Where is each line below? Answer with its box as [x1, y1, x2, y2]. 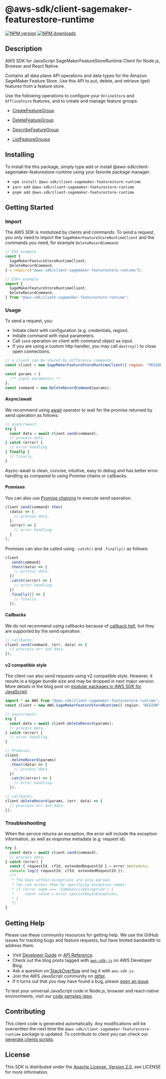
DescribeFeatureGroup [12, 126, 59, 132]
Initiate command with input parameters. [12, 332, 95, 339]
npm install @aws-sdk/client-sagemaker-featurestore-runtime [12, 179, 141, 184]
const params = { [5, 372, 41, 376]
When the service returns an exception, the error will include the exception [5, 830, 157, 836]
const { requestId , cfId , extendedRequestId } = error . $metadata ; [9, 864, 149, 869]
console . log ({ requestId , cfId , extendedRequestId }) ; [9, 869, 125, 873]
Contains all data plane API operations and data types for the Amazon [5, 73, 147, 79]
